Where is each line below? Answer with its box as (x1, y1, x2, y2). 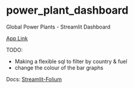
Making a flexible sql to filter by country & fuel (14, 58, 127, 65)
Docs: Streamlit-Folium (6, 76, 62, 83)
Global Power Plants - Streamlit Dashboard (6, 23, 111, 30)
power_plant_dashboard (6, 4, 129, 17)
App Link (6, 34, 28, 42)
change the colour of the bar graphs (14, 64, 104, 71)
